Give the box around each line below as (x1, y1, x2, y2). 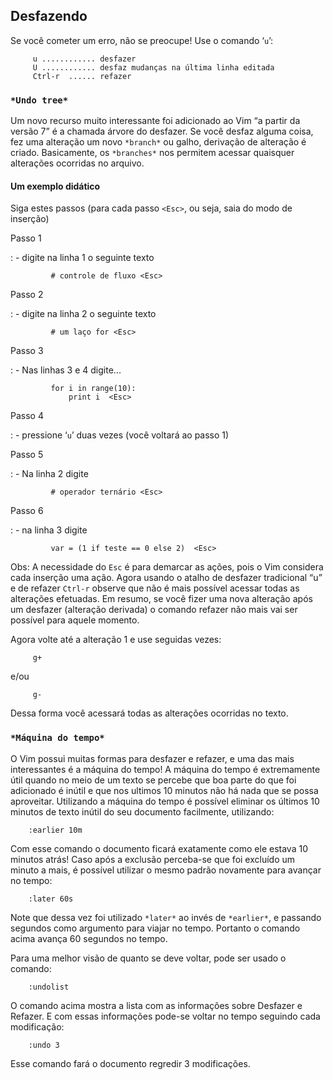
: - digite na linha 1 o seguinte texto (10, 252, 155, 264)
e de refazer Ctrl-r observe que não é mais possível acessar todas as (10, 582, 300, 594)
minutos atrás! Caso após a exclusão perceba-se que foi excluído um (10, 853, 296, 865)
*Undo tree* (10, 94, 69, 106)
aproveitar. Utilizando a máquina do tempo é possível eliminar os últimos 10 (10, 795, 320, 807)
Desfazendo (10, 8, 88, 25)
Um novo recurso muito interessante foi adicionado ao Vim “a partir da (10, 115, 301, 127)
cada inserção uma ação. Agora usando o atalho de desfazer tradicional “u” (10, 572, 323, 584)
